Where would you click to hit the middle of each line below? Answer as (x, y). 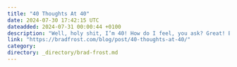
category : (22, 46)
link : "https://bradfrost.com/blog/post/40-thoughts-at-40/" (99, 40)
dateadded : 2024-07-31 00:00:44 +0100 (64, 27)
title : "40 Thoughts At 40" (49, 14)
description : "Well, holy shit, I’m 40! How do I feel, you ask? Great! (116, 33)
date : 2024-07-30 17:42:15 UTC (53, 20)
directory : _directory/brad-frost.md (63, 53)
